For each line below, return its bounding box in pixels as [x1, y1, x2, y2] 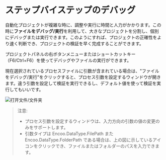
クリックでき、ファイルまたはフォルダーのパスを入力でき [38, 143, 156, 149]
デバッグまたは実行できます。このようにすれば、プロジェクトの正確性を [9, 34, 158, 40]
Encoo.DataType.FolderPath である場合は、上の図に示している [24, 137, 153, 143]
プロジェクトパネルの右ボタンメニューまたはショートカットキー [5, 51, 136, 57]
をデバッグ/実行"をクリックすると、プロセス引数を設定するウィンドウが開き [5, 74, 162, 80]
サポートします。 [33, 124, 69, 130]
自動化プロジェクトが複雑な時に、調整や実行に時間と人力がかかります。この [5, 22, 162, 28]
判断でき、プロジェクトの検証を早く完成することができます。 [18, 40, 144, 46]
